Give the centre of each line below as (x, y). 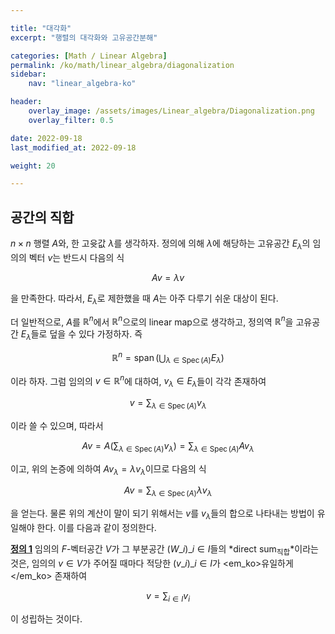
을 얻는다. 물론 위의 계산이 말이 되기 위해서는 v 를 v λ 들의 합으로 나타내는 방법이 (162, 514)
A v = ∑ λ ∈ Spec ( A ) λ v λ (168, 491)
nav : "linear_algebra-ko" (82, 84)
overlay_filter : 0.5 (71, 120)
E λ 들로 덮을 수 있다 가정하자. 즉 (81, 335)
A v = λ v (168, 277)
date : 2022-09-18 (46, 138)
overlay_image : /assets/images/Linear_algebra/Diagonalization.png (171, 111)
